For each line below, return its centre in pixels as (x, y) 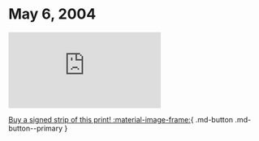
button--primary (36, 128)
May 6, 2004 (52, 14)
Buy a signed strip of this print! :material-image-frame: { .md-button (121, 119)
